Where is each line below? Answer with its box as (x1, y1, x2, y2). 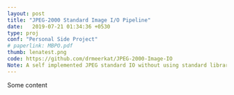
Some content (7, 80, 47, 89)
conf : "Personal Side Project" (7, 36, 98, 43)
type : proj (7, 29, 39, 37)
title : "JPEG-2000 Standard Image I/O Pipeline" (7, 17, 151, 24)
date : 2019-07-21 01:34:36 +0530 (7, 23, 111, 30)
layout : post (7, 10, 45, 17)
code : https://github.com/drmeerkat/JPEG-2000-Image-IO (7, 55, 173, 62)
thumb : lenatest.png (7, 49, 68, 56)
